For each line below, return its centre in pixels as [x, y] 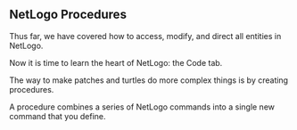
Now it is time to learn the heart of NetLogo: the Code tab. [116, 62]
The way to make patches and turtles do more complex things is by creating [148, 80]
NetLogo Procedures [68, 15]
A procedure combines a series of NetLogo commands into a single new [142, 107]
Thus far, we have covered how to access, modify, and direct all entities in [145, 36]
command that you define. [58, 116]
